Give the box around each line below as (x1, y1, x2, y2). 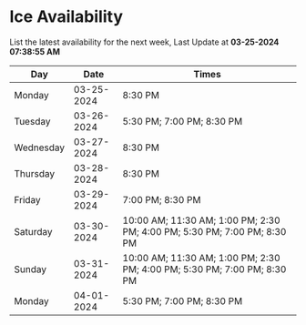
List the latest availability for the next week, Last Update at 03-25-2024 (9, 36, 280, 47)
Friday (14, 193, 41, 206)
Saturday (14, 225, 53, 238)
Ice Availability (9, 6, 123, 27)
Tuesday (14, 115, 51, 127)
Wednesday (14, 141, 66, 154)
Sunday (14, 262, 47, 275)
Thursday (14, 167, 56, 179)
